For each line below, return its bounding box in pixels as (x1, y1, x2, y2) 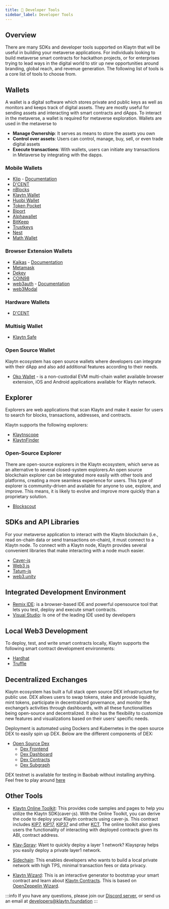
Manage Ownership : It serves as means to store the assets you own (12, 130, 155, 136)
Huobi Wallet (12, 198, 39, 204)
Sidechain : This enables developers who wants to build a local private (12, 857, 158, 863)
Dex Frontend (20, 746, 49, 752)
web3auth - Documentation (12, 280, 70, 286)
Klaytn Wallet (12, 192, 40, 198)
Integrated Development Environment (5, 588, 126, 596)
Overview (5, 31, 37, 39)
